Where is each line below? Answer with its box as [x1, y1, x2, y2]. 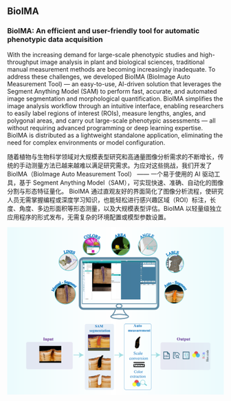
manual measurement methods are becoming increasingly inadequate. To [7, 65, 216, 73]
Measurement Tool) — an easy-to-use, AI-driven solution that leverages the [7, 79, 222, 88]
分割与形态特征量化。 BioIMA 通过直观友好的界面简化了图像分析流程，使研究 [7, 187, 223, 195]
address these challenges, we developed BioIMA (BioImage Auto [7, 72, 190, 81]
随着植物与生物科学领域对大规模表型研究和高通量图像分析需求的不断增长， [7, 152, 218, 161]
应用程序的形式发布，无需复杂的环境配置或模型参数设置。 [7, 213, 170, 221]
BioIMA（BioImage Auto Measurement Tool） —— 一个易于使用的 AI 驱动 [7, 169, 214, 178]
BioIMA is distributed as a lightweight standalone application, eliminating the [7, 131, 223, 139]
